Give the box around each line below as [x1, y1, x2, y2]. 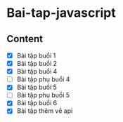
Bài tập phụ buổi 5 [16, 91, 70, 100]
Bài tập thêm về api [16, 107, 73, 115]
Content [6, 33, 44, 45]
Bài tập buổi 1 [16, 51, 56, 60]
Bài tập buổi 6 [16, 99, 58, 107]
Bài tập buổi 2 [16, 60, 58, 68]
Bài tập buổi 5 [16, 83, 58, 92]
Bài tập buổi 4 [16, 67, 58, 76]
